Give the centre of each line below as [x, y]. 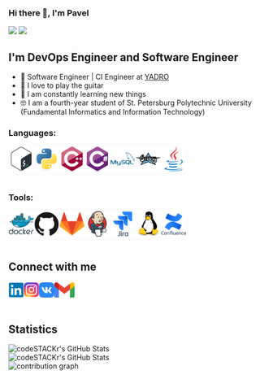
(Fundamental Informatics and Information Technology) [113, 112]
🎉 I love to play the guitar [62, 85]
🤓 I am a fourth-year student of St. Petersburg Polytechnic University [136, 103]
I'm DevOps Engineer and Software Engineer [123, 57]
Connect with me [53, 267]
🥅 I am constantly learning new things [83, 94]
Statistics [33, 329]
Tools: [21, 198]
